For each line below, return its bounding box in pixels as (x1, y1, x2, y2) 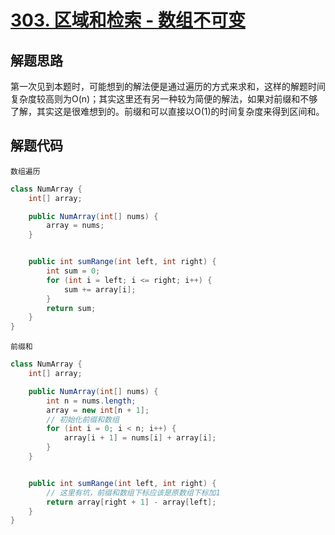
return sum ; (46, 303, 97, 313)
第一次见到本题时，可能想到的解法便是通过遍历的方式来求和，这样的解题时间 (10, 81, 326, 92)
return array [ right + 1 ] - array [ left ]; (46, 497, 217, 507)
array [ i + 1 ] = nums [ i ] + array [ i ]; (63, 433, 217, 443)
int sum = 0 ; (46, 266, 101, 276)
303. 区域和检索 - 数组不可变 (10, 9, 246, 32)
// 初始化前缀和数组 (46, 414, 120, 425)
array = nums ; (46, 221, 105, 231)
